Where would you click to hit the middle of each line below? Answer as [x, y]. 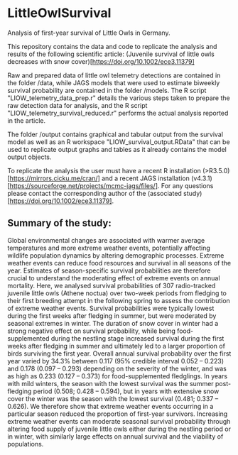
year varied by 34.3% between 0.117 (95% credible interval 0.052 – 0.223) [116, 361]
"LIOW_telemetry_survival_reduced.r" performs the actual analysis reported [118, 113]
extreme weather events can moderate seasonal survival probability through [119, 421]
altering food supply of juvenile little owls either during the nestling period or [119, 429]
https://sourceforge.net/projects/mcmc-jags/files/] [84, 185]
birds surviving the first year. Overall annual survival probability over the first [119, 353]
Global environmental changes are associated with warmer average [106, 240]
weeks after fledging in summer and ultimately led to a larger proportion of [117, 346]
